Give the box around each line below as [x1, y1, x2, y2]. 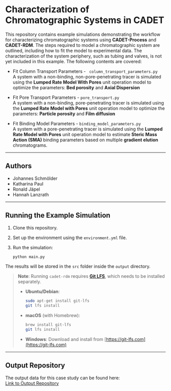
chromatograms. [12, 142, 47, 148]
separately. [17, 279, 42, 285]
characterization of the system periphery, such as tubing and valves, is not [5, 53, 162, 59]
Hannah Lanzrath [12, 191, 49, 197]
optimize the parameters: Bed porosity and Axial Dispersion [12, 84, 140, 90]
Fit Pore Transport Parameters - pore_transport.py [12, 94, 120, 100]
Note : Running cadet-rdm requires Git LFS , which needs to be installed [17, 273, 165, 279]
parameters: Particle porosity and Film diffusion [12, 111, 116, 117]
